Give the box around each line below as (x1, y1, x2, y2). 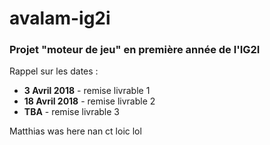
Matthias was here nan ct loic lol (9, 125, 142, 137)
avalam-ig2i (9, 7, 111, 30)
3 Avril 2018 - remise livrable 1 (23, 85, 151, 97)
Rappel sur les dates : (9, 65, 99, 77)
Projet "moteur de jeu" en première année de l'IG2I (9, 43, 261, 57)
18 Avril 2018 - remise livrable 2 (23, 95, 156, 107)
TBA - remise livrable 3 (23, 106, 121, 118)
